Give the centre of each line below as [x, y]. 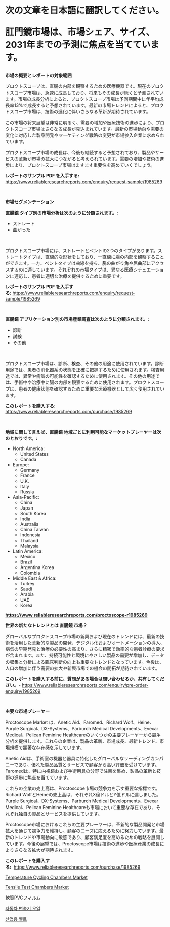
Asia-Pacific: [26, 497]
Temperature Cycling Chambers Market [46, 877]
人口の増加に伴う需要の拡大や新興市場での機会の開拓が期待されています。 [83, 668]
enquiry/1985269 [23, 691]
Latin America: [28, 551]
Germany [30, 470]
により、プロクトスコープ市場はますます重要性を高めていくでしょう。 [82, 165]
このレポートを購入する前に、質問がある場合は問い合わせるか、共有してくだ [85, 679]
